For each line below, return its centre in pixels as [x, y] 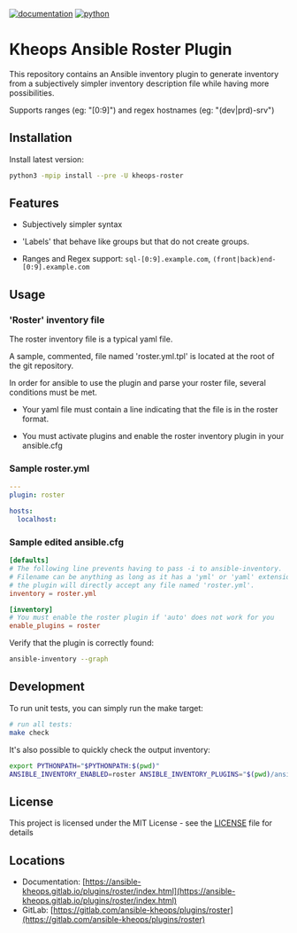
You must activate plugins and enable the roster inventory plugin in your [153, 436]
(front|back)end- [244, 260]
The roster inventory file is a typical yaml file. [91, 339]
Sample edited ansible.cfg [67, 542]
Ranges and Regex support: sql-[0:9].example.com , [116, 259]
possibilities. [32, 92]
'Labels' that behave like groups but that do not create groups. [136, 242]
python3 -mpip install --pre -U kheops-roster [96, 176]
